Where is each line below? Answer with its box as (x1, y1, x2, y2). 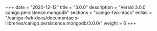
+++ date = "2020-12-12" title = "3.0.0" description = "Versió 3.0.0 (5, 4, 146, 10)
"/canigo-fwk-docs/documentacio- (5, 15, 80, 20)
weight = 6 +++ (103, 20, 137, 26)
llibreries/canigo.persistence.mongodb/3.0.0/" (5, 20, 103, 26)
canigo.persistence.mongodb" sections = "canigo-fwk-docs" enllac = (5, 9, 152, 15)
